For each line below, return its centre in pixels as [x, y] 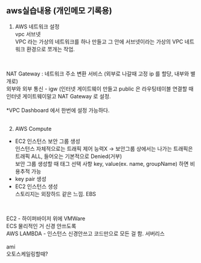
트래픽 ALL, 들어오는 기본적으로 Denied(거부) [69, 156]
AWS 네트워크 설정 [37, 27]
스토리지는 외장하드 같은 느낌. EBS [56, 194]
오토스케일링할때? [27, 254]
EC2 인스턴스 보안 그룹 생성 [47, 141]
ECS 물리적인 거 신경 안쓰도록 [41, 226]
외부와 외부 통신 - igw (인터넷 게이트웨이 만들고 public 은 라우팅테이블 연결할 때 [100, 89]
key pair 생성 [30, 179]
